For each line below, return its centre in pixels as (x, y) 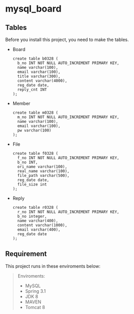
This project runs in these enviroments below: (53, 266)
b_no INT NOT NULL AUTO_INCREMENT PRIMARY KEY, (69, 63)
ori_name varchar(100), (42, 167)
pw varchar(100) (34, 130)
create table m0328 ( (35, 113)
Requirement (26, 254)
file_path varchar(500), (43, 175)
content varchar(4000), (42, 81)
